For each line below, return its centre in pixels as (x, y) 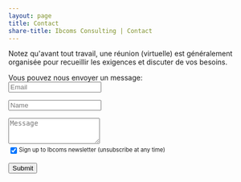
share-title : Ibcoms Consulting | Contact (80, 31)
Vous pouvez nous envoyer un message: (76, 78)
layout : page (30, 16)
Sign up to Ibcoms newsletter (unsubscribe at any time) (92, 150)
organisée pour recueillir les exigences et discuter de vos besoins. (118, 62)
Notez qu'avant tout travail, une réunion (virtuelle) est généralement (120, 54)
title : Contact (34, 23)
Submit (23, 169)
